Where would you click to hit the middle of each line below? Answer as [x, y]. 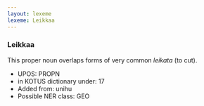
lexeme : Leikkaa [31, 20]
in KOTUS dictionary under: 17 [61, 81]
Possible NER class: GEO [53, 96]
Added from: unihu [45, 88]
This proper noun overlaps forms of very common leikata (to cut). [102, 60]
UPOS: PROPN [38, 74]
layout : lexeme [30, 14]
